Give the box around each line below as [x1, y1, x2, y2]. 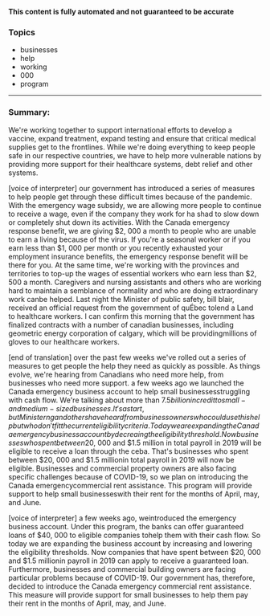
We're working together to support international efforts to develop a [8, 124, 233, 135]
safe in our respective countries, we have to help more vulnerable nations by [8, 150, 262, 160]
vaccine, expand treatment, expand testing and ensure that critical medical [8, 133, 256, 143]
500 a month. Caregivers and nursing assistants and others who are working [8, 277, 262, 287]
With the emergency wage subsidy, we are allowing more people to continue [8, 200, 262, 210]
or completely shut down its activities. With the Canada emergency [8, 217, 231, 227]
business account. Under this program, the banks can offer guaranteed [8, 521, 243, 531]
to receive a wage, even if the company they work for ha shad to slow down [8, 209, 260, 218]
